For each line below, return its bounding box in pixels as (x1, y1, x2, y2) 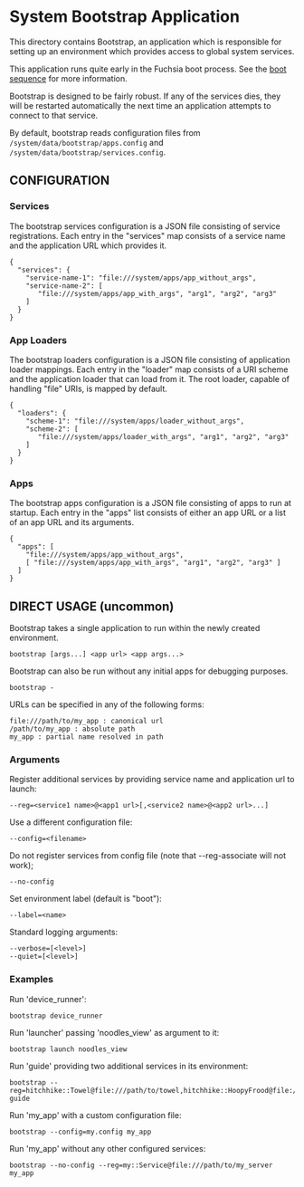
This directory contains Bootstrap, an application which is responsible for (9, 36, 282, 47)
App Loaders (9, 333, 68, 346)
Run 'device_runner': (9, 993, 87, 1004)
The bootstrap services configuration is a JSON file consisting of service (9, 220, 280, 232)
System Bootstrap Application (9, 6, 240, 27)
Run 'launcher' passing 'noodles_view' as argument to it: (9, 1027, 220, 1038)
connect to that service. (9, 110, 99, 120)
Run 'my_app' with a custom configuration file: (9, 1109, 182, 1120)
